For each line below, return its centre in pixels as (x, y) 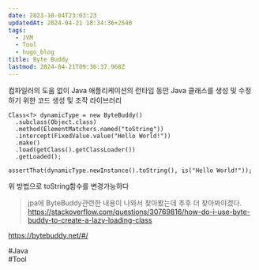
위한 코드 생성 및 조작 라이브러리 (72, 100)
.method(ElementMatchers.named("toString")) (90, 129)
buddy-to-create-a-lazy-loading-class (90, 220)
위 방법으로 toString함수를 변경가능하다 (69, 186)
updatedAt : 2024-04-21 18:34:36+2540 (70, 23)
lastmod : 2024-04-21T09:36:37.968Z (67, 67)
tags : (17, 30)
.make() (28, 143)
